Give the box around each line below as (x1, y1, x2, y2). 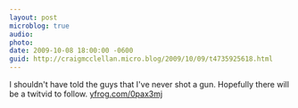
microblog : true (9, 21, 70, 30)
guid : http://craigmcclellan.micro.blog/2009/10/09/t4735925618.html (9, 54, 274, 63)
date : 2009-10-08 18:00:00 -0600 (9, 46, 134, 55)
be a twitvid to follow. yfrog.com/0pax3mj (9, 88, 163, 99)
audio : (9, 29, 34, 38)
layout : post (9, 12, 58, 22)
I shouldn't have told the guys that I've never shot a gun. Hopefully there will (9, 79, 290, 89)
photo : (9, 37, 34, 47)
